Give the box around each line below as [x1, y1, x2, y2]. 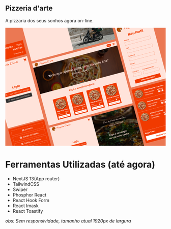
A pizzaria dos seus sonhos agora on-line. [5, 17, 94, 23]
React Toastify [12, 208, 43, 214]
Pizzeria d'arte [5, 4, 53, 13]
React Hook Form [12, 197, 49, 203]
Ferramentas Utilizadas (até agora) [5, 159, 155, 170]
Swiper [12, 186, 28, 192]
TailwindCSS [12, 181, 40, 187]
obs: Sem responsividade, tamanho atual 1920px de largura [5, 218, 131, 224]
